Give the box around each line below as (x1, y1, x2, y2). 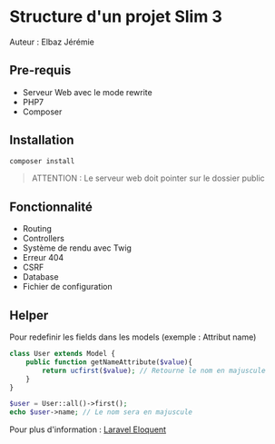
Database (22, 271, 59, 282)
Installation (9, 133, 74, 148)
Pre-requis (9, 63, 72, 78)
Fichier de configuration (22, 281, 113, 292)
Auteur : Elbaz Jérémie (9, 36, 95, 47)
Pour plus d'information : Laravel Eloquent (9, 424, 166, 435)
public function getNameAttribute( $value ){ (25, 357, 193, 367)
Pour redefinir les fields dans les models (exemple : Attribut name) (9, 331, 257, 342)
